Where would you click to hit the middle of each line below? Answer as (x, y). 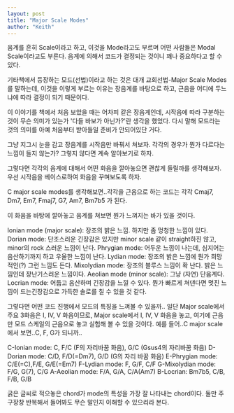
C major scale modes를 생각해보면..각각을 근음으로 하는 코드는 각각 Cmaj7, (111, 192)
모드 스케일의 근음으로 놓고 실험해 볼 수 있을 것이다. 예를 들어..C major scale (119, 324)
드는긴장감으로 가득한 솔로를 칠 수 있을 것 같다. (83, 292)
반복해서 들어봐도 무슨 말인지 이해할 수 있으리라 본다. (97, 402)
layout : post (26, 14)
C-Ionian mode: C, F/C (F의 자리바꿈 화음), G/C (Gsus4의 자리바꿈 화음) (107, 348)
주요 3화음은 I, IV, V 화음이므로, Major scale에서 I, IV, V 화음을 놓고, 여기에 (109, 315)
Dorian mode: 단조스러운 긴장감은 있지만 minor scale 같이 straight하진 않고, (112, 239)
